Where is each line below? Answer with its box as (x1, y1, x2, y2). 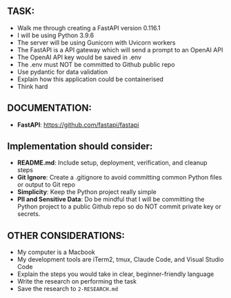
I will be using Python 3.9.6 (17, 31, 94, 39)
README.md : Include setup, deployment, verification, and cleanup (17, 158, 208, 167)
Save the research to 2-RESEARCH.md (17, 285, 119, 293)
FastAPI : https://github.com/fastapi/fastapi (17, 120, 139, 129)
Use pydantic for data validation (17, 67, 108, 76)
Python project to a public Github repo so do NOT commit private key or (17, 202, 222, 211)
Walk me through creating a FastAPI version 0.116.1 (17, 23, 161, 32)
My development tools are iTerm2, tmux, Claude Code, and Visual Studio (17, 255, 224, 264)
